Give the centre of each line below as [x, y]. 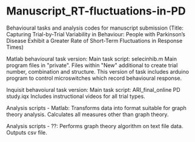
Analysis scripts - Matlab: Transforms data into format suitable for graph [96, 108]
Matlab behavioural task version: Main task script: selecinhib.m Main [92, 59]
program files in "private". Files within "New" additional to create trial [92, 65]
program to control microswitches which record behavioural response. [94, 78]
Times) [15, 47]
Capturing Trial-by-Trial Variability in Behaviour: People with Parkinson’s [96, 34]
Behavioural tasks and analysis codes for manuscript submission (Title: [95, 28]
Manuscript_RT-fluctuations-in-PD [96, 11]
